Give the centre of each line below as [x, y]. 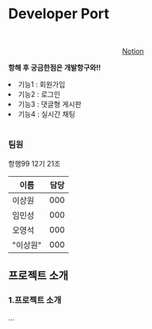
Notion [133, 51]
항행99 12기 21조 [34, 163]
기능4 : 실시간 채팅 [47, 114]
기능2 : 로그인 [40, 94]
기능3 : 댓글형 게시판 [50, 104]
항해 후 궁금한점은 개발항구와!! [55, 67]
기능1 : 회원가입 [42, 84]
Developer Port [59, 14]
